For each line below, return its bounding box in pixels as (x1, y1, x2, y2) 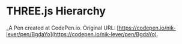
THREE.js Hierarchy (6, 4, 106, 18)
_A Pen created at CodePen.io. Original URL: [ (6, 24, 119, 31)
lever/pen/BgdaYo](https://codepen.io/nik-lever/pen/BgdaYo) (6, 30, 157, 37)
